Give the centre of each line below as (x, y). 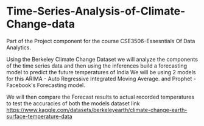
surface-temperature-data (39, 116)
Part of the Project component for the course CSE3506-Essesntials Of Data (101, 41)
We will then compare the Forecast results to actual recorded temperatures (100, 97)
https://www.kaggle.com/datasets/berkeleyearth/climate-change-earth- (97, 110)
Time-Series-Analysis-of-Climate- (96, 11)
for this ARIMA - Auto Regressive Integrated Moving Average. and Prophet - (101, 79)
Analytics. (19, 47)
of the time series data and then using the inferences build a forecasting (97, 66)
